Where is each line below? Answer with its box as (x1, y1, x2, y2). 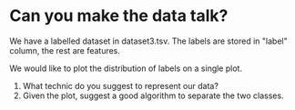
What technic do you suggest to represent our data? (22, 80, 219, 91)
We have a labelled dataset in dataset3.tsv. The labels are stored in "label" (9, 35, 289, 46)
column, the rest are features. (9, 45, 121, 55)
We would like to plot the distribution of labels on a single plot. (9, 63, 243, 74)
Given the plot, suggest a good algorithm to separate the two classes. (22, 90, 284, 101)
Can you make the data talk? (9, 5, 229, 26)
